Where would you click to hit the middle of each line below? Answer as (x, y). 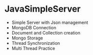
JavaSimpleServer (43, 9)
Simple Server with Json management (50, 22)
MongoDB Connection (34, 27)
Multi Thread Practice (33, 48)
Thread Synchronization (36, 43)
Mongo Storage (27, 38)
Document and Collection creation (46, 33)
